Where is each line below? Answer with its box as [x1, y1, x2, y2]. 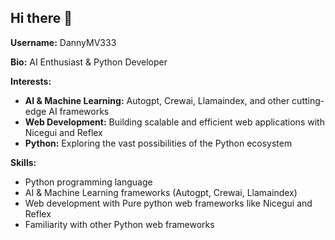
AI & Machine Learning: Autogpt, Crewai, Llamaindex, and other [24, 94, 290, 106]
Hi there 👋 [10, 10, 73, 27]
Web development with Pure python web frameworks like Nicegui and [24, 197, 313, 209]
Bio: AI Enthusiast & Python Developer [10, 56, 168, 68]
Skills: [10, 156, 37, 168]
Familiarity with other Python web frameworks [24, 218, 215, 230]
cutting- [291, 94, 325, 106]
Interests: [10, 75, 52, 87]
